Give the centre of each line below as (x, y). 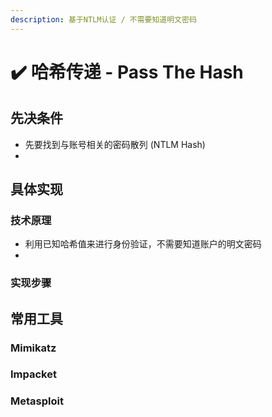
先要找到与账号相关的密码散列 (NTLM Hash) (115, 144)
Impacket (33, 374)
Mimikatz (33, 348)
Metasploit (37, 401)
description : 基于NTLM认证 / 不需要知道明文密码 (103, 19)
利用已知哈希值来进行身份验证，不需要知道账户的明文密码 (143, 244)
